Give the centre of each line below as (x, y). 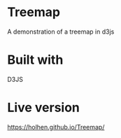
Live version (44, 108)
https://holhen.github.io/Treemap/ (56, 127)
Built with (35, 60)
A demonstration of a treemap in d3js (61, 32)
